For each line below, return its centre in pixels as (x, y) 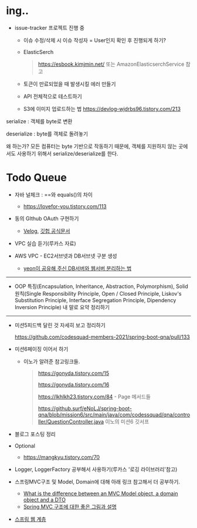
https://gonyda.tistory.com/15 (74, 373)
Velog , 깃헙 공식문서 (47, 231)
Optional (25, 446)
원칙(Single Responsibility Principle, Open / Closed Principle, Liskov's (98, 293)
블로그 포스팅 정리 (35, 434)
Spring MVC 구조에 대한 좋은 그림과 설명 (70, 506)
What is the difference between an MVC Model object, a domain (101, 493)
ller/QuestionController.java (71, 421)
